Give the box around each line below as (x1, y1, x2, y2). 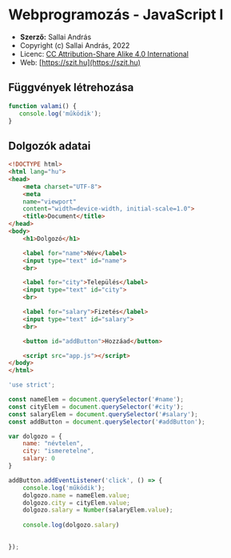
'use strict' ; (8, 381, 56, 389)
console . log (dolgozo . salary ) (22, 521, 120, 529)
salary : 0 (22, 455, 56, 463)
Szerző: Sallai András (19, 32, 92, 42)
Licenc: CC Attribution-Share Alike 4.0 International (19, 49, 189, 58)
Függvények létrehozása (8, 81, 134, 94)
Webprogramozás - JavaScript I (8, 6, 224, 24)
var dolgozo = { (8, 432, 62, 440)
